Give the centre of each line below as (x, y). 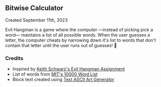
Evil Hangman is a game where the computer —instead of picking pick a (79, 30)
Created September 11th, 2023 (37, 20)
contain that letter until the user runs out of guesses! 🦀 (61, 45)
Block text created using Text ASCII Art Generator (63, 80)
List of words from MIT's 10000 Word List (55, 74)
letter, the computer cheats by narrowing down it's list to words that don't (80, 40)
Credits (14, 58)
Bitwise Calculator (34, 8)
